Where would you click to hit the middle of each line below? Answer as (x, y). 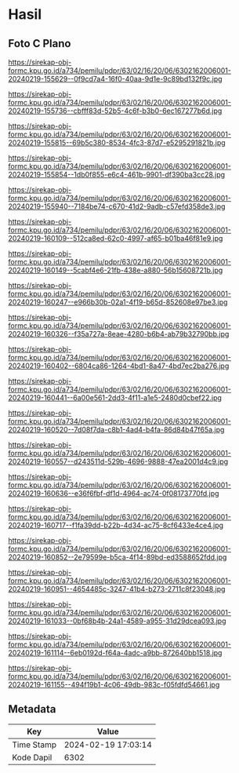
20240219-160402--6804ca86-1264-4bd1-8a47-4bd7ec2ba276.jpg (119, 366)
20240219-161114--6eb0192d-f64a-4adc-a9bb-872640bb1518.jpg (115, 653)
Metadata (32, 709)
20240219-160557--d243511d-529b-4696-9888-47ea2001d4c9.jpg (118, 461)
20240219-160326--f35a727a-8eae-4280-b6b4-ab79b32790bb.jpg (119, 334)
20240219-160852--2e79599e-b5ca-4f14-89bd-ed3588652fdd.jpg (118, 557)
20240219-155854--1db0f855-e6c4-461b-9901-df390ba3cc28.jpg (117, 175)
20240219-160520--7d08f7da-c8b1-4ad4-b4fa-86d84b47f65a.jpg (116, 430)
